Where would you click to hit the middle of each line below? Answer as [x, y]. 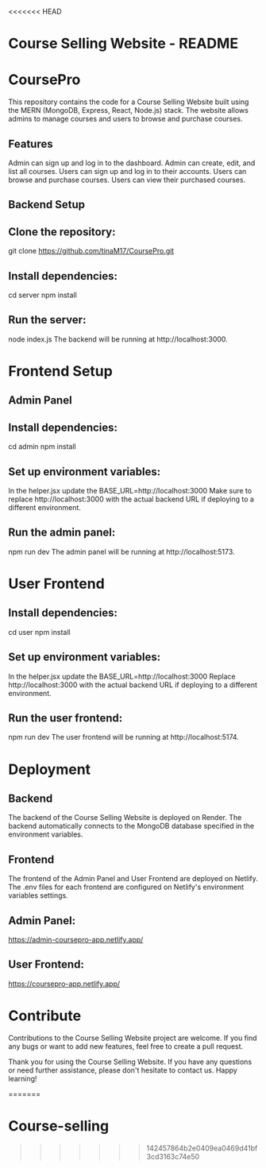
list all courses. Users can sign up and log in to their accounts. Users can [127, 171]
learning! [23, 1078]
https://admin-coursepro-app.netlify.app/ [76, 940]
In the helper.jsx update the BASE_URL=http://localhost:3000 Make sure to [130, 490]
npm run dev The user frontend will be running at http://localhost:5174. [124, 737]
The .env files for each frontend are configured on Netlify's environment [126, 887]
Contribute [45, 1016]
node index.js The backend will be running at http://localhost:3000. [118, 339]
